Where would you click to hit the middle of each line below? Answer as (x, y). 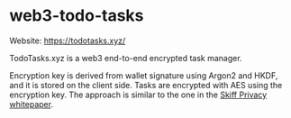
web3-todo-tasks (77, 16)
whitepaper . (32, 104)
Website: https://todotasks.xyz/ (68, 41)
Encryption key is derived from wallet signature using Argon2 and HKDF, (144, 75)
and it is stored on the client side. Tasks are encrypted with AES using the (146, 85)
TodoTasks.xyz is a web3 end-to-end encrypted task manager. (126, 58)
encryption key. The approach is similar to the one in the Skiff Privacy (138, 95)
